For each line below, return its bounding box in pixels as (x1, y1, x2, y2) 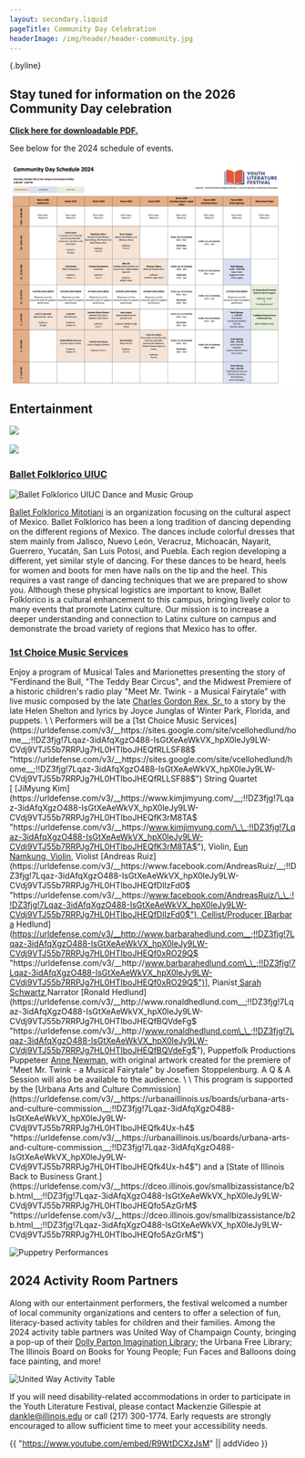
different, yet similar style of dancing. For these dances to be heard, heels (9, 555, 287, 566)
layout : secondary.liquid (9, 15, 107, 24)
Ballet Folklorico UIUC (9, 468, 107, 481)
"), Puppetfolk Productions (196, 1044, 296, 1055)
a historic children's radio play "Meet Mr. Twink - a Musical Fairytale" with (9, 686, 287, 697)
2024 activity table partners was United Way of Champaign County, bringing (9, 1327, 297, 1337)
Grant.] (76, 1170, 103, 1181)
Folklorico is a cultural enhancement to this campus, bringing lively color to (9, 593, 291, 604)
